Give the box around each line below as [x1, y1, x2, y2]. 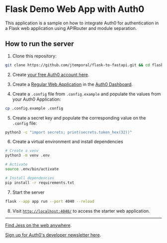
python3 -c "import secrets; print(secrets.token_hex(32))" [5, 129, 133, 135]
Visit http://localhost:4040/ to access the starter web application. [12, 208, 150, 214]
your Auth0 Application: [12, 96, 61, 102]
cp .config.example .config [5, 106, 64, 111]
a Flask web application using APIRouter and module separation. [5, 25, 137, 31]
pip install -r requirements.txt [5, 180, 75, 185]
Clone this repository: [12, 53, 57, 59]
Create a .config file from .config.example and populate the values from [12, 91, 161, 97]
